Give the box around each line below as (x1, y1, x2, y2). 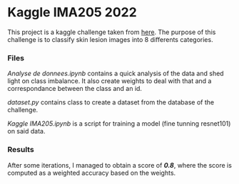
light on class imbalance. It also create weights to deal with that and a (7, 77, 212, 85)
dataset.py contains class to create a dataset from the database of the (7, 98, 215, 107)
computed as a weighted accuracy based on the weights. (7, 168, 176, 177)
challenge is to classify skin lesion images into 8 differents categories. (7, 35, 213, 43)
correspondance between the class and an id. (7, 85, 143, 93)
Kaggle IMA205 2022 (7, 4, 137, 21)
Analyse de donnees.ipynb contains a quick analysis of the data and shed (7, 69, 224, 78)
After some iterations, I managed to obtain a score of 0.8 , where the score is (7, 161, 232, 169)
